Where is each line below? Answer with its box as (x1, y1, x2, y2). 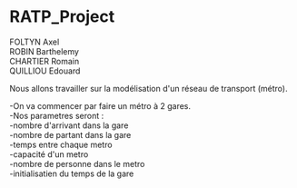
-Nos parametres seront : (9, 110, 104, 121)
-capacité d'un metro (9, 148, 89, 160)
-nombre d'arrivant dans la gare (9, 120, 129, 131)
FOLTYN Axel (9, 36, 60, 47)
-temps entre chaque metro (9, 139, 113, 150)
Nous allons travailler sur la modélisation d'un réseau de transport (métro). (9, 83, 288, 94)
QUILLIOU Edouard (9, 65, 81, 76)
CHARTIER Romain (9, 55, 80, 66)
